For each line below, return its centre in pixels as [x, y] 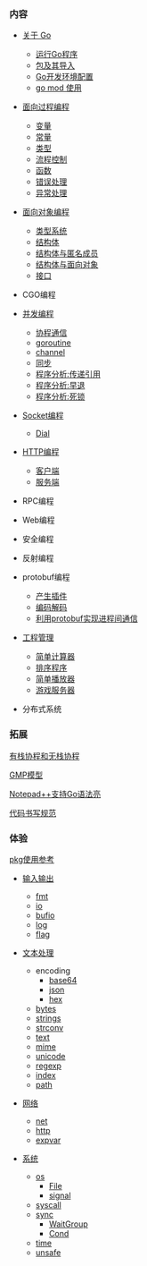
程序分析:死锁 [60, 396]
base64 [63, 980]
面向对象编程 [45, 212]
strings [48, 1018]
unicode [50, 1056]
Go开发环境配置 [64, 77]
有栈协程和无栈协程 [45, 756]
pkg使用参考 [32, 859]
